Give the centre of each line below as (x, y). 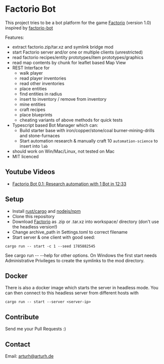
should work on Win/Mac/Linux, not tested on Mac (63, 151)
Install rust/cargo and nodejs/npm (46, 211)
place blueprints (36, 114)
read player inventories (43, 78)
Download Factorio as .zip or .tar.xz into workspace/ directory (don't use (85, 222)
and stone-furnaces (40, 136)
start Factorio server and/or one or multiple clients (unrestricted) (78, 52)
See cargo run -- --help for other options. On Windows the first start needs (81, 255)
